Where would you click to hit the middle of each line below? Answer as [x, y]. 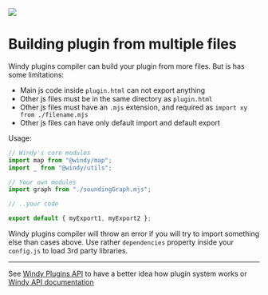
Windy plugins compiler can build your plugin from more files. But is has [126, 66]
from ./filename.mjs [54, 115]
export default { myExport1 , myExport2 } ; [80, 219]
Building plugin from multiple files [122, 44]
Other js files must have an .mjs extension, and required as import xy [134, 107]
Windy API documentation [51, 282]
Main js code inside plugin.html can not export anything [112, 90]
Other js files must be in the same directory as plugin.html [116, 98]
